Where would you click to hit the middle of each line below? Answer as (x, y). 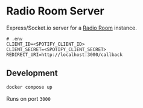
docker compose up (29, 87)
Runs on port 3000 (29, 98)
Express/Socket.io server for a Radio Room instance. (72, 28)
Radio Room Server (55, 11)
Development (32, 73)
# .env (14, 39)
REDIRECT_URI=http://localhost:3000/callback (64, 55)
